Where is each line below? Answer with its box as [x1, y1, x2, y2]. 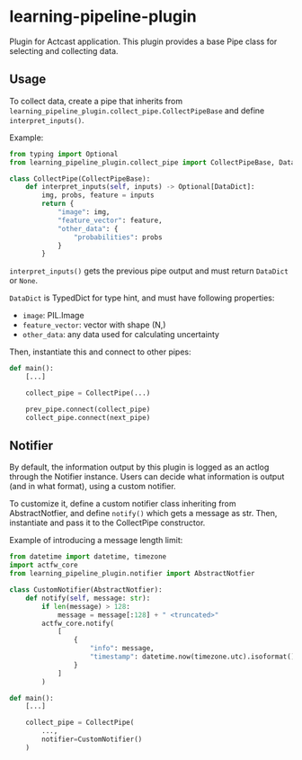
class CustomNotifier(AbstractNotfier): [9, 586, 164, 595]
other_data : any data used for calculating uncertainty [22, 329, 220, 340]
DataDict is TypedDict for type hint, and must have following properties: [9, 292, 275, 303]
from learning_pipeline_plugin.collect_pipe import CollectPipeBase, [9, 157, 276, 167]
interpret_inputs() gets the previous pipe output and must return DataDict [9, 265, 289, 276]
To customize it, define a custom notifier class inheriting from [9, 498, 236, 509]
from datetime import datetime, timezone [9, 552, 167, 561]
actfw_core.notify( [41, 619, 115, 628]
